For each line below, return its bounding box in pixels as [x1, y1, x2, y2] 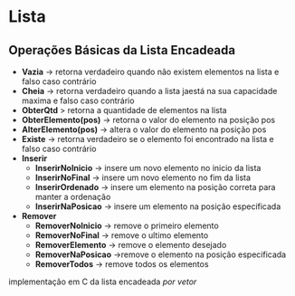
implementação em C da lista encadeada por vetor [8, 276, 197, 287]
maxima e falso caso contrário [21, 95, 135, 106]
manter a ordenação [34, 192, 111, 202]
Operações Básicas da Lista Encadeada [8, 43, 236, 58]
